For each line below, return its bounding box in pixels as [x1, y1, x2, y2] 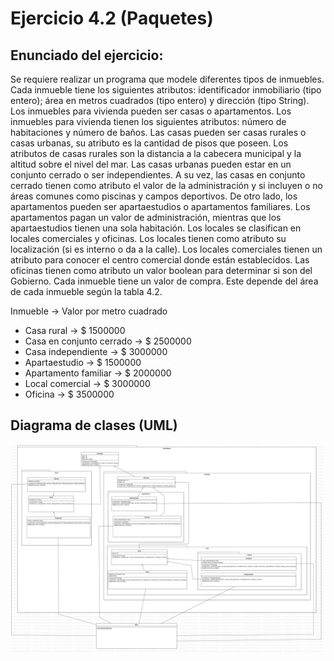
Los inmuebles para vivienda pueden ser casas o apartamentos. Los [10, 105, 292, 117]
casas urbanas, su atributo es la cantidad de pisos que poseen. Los [10, 137, 289, 149]
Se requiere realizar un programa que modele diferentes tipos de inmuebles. [10, 73, 325, 85]
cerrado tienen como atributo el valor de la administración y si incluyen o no [10, 180, 323, 191]
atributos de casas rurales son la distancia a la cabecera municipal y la [10, 148, 302, 159]
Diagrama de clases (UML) [10, 417, 178, 434]
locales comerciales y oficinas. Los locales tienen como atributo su [10, 233, 287, 244]
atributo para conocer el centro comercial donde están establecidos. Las [10, 254, 310, 266]
